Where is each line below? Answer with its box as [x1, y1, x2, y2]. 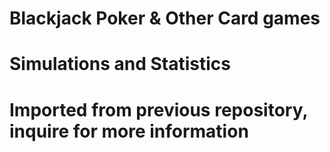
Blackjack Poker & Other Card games [9, 7, 321, 30]
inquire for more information [9, 120, 249, 142]
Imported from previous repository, [9, 98, 308, 121]
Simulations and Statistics [9, 53, 231, 76]
